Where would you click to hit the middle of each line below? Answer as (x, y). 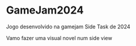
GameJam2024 (45, 10)
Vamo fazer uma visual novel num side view (59, 38)
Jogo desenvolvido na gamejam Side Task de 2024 (68, 27)
